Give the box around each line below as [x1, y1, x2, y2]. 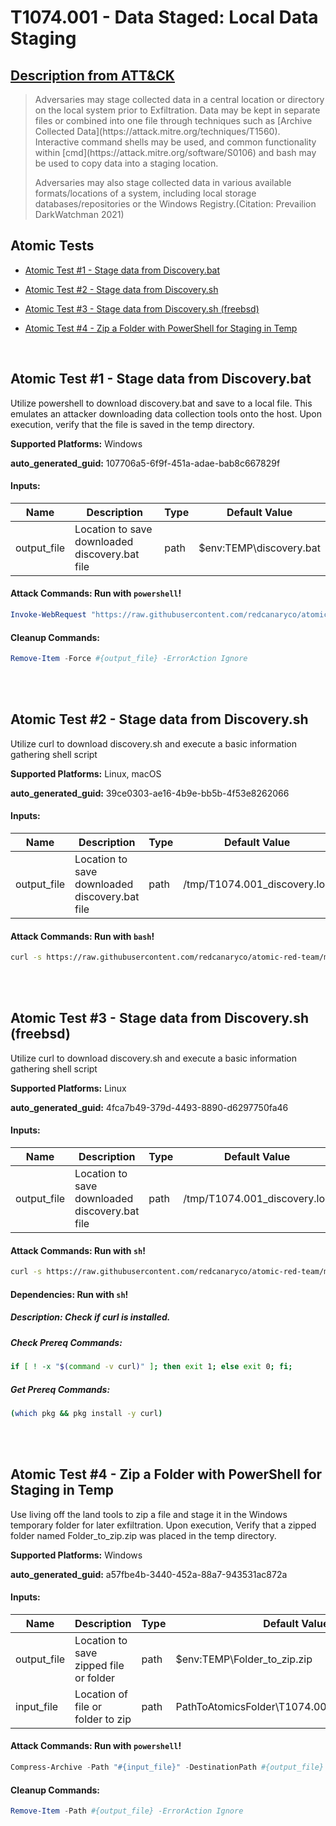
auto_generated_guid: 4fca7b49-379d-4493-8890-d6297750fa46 [10, 1101, 289, 1113]
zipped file [74, 1658, 125, 1672]
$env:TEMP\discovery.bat [198, 541, 321, 555]
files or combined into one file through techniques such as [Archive [34, 115, 313, 126]
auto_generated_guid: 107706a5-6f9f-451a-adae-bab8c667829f [10, 457, 281, 469]
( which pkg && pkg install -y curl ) [10, 1408, 163, 1418]
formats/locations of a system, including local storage [34, 187, 257, 199]
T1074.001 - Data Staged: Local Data [10, 6, 319, 29]
